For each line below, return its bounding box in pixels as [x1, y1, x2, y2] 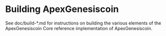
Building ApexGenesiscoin [5, 3, 119, 15]
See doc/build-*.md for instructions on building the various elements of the [5, 20, 161, 26]
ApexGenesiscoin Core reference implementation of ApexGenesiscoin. [5, 25, 153, 31]
